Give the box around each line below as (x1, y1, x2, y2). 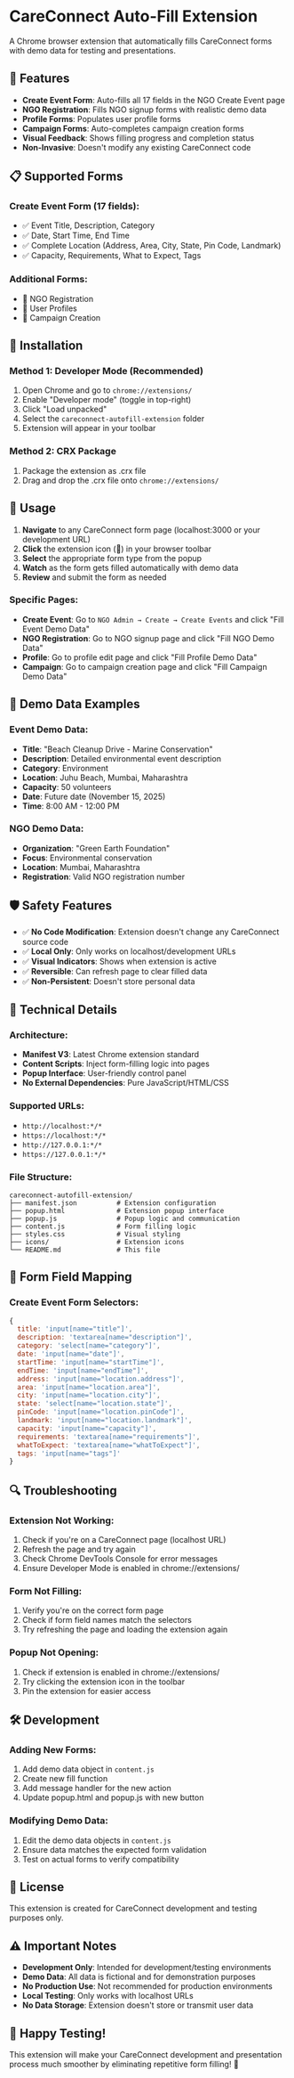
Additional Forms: (9, 273, 88, 286)
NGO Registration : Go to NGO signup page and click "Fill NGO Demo (21, 632, 275, 643)
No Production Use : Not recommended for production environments (21, 1981, 273, 1992)
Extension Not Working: (9, 1514, 115, 1527)
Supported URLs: (9, 1100, 84, 1112)
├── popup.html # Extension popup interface (9, 1206, 225, 1215)
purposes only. (9, 1912, 64, 1923)
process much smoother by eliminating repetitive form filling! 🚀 (9, 2059, 240, 2070)
